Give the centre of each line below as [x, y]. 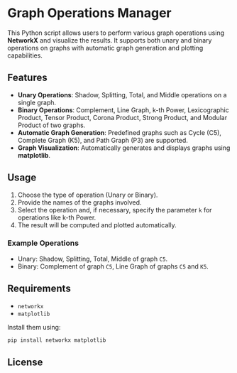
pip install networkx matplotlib [57, 340]
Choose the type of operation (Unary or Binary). [88, 195]
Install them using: [34, 327]
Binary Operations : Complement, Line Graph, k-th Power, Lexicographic [123, 110]
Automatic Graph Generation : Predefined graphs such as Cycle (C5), [120, 132]
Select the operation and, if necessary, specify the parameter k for [115, 210]
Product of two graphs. [51, 125]
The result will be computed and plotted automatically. [97, 225]
